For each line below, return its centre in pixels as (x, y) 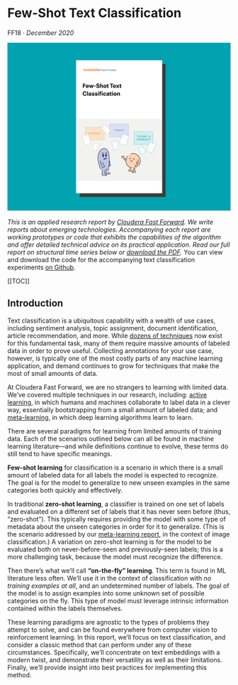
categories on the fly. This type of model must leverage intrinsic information (118, 600)
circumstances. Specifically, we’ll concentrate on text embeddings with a (114, 652)
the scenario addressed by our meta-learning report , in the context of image (119, 534)
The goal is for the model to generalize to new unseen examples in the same (119, 482)
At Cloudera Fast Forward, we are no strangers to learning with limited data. (118, 387)
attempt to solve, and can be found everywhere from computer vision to (112, 630)
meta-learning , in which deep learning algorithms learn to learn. (100, 417)
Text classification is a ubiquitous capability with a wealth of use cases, (112, 320)
